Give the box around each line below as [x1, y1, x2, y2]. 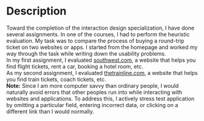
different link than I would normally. [6, 108, 95, 115]
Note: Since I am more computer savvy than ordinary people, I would [6, 82, 179, 89]
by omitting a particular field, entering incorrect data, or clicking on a [6, 101, 178, 108]
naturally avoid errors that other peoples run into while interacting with [6, 88, 183, 96]
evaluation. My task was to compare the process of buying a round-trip [6, 37, 185, 44]
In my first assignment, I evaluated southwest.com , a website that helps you [6, 56, 196, 64]
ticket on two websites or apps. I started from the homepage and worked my [6, 44, 198, 51]
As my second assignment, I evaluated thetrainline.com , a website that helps [6, 69, 198, 76]
